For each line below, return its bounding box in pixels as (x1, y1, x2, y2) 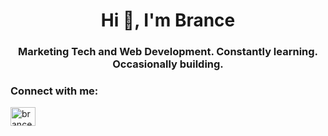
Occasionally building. (112, 57, 224, 71)
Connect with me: (10, 84, 99, 98)
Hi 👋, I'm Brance (100, 9, 236, 32)
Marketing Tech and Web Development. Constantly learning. (17, 45, 319, 59)
